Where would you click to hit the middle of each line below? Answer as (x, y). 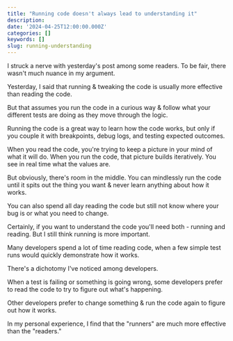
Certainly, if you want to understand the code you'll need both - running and (116, 227)
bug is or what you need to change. (58, 213)
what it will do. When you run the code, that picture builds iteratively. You (112, 157)
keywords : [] (26, 40)
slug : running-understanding (49, 46)
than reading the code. (40, 94)
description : (26, 20)
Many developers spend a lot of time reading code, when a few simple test (114, 247)
